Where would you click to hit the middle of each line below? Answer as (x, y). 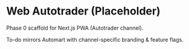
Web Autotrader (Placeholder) (84, 11)
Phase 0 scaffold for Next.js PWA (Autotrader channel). (75, 28)
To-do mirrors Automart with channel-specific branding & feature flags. (95, 39)
